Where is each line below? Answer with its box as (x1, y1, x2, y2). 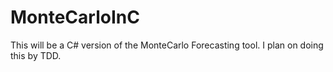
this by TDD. (10, 49, 62, 61)
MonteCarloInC (10, 6, 140, 29)
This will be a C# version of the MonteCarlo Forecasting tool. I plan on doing (10, 39, 324, 51)
